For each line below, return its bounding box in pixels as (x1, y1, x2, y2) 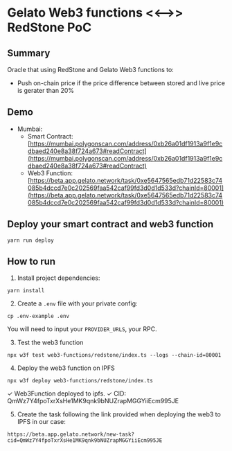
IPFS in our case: (17, 418, 66, 426)
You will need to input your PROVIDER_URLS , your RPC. (7, 325, 157, 333)
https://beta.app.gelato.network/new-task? (7, 431, 135, 438)
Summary (7, 47, 51, 59)
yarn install (7, 288, 45, 294)
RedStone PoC (7, 19, 92, 35)
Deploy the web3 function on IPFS (17, 364, 116, 372)
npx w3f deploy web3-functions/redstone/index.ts (7, 378, 154, 384)
